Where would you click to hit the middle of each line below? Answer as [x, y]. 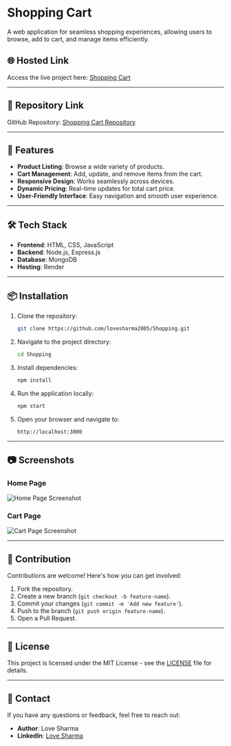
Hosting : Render [41, 267]
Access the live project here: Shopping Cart [69, 77]
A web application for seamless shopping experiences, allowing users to [110, 32]
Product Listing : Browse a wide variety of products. [91, 167]
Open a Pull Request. [47, 619]
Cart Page [24, 516]
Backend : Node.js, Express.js [59, 252]
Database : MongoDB [47, 260]
